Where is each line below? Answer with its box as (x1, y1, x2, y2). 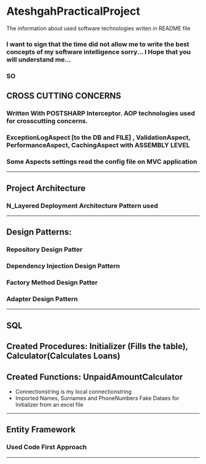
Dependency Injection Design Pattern (6, 262, 120, 271)
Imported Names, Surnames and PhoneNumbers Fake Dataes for (15, 395, 180, 402)
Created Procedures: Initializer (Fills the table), (6, 341, 188, 352)
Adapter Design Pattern (6, 295, 78, 303)
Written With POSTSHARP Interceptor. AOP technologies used (6, 109, 195, 118)
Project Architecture (6, 183, 86, 193)
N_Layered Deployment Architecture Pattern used (6, 201, 158, 210)
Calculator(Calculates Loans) (6, 351, 121, 362)
